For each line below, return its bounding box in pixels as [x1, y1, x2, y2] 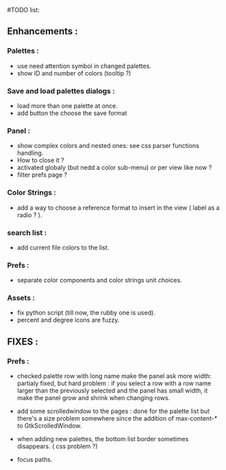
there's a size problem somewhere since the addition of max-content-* [16, 415, 218, 423]
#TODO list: [7, 6, 40, 14]
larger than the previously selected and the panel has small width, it [16, 386, 208, 395]
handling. [16, 149, 44, 157]
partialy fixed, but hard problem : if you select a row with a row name [16, 380, 212, 388]
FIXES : [7, 336, 39, 347]
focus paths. [16, 456, 53, 464]
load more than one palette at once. [16, 101, 118, 110]
